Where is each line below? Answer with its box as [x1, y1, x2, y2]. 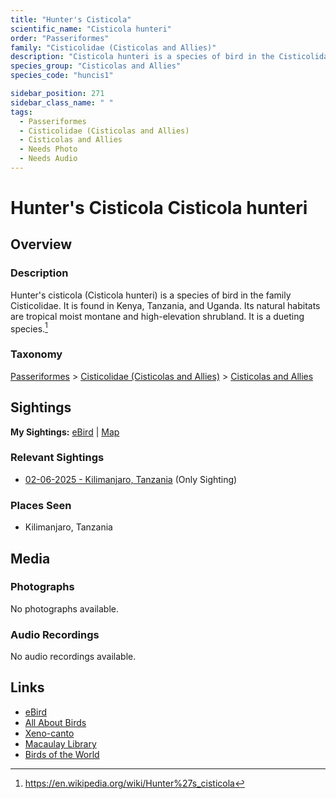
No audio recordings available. [10, 651, 137, 663]
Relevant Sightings [10, 451, 105, 465]
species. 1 [10, 321, 48, 335]
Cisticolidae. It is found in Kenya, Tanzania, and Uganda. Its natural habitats [10, 299, 321, 311]
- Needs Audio [19, 154, 78, 164]
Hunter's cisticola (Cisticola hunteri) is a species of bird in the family [10, 289, 292, 301]
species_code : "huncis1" [10, 71, 114, 81]
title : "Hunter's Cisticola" [10, 14, 132, 25]
